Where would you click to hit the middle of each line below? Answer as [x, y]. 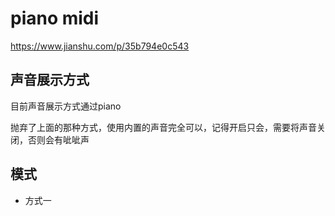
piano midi [55, 18]
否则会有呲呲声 [58, 139]
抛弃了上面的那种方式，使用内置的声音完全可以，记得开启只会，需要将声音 [163, 127]
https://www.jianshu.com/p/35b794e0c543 [100, 46]
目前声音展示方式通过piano [66, 106]
